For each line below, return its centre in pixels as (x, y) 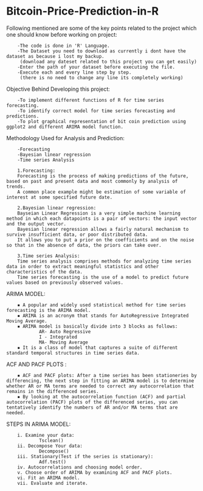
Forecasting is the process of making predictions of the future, (103, 176)
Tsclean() (51, 440)
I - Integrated (58, 337)
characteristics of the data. (45, 272)
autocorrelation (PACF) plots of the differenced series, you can (92, 402)
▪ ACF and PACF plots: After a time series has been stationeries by (107, 375)
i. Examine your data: (46, 435)
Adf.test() (53, 462)
